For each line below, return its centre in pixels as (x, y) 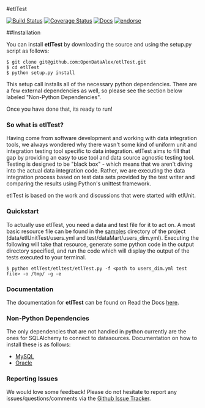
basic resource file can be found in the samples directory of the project (96, 231)
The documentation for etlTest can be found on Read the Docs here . (93, 302)
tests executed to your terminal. (47, 257)
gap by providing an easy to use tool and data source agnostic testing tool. (100, 158)
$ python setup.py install (41, 73)
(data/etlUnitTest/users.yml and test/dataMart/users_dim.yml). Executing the (102, 237)
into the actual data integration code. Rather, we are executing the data (96, 171)
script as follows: (28, 51)
